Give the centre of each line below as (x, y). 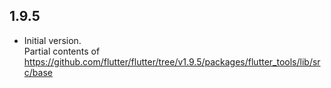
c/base (38, 72)
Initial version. (52, 40)
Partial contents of (62, 51)
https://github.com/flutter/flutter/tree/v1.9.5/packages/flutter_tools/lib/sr (172, 61)
